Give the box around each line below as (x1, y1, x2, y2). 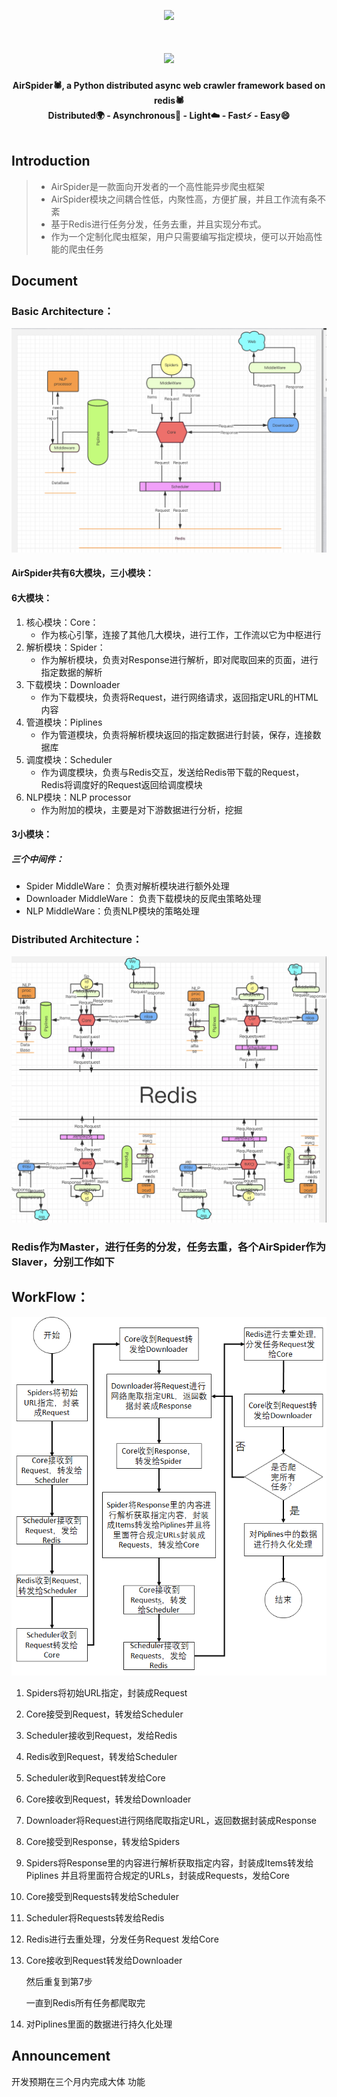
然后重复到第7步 (25, 1975, 93, 1987)
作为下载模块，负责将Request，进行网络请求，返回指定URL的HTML (40, 691, 319, 703)
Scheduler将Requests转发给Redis (25, 1911, 165, 1924)
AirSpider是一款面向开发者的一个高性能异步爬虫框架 (50, 180, 265, 192)
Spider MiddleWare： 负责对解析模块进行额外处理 (25, 880, 230, 892)
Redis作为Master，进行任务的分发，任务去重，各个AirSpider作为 (11, 1240, 327, 1254)
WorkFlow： (11, 1289, 90, 1306)
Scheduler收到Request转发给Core (25, 1771, 166, 1784)
